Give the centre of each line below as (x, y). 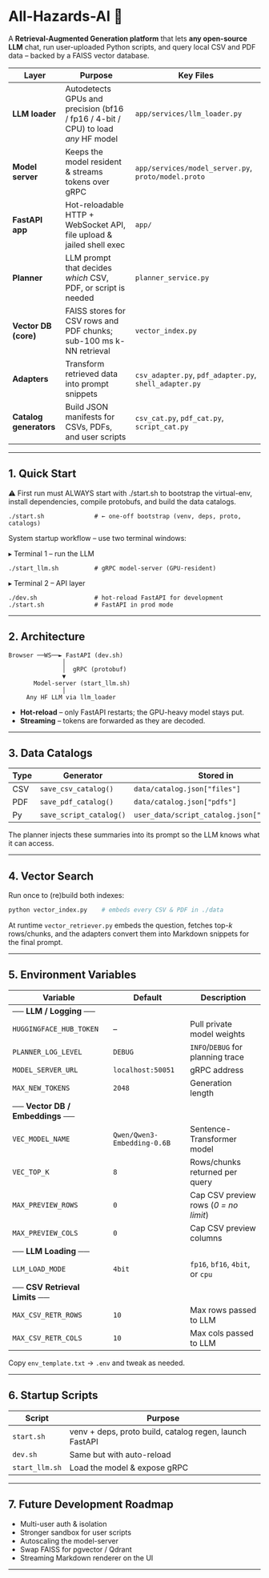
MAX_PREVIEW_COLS (45, 1233)
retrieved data (92, 374)
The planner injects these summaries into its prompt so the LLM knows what (134, 835)
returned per (214, 1171)
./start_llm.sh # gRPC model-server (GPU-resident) (112, 568)
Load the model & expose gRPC (129, 1468)
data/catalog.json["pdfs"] (185, 802)
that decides (88, 267)
